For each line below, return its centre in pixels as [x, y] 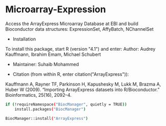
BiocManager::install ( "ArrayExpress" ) [47, 118]
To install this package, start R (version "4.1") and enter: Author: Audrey [80, 49]
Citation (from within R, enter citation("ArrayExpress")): [71, 74]
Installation [24, 39]
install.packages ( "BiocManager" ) [50, 109]
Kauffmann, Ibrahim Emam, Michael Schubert [53, 54]
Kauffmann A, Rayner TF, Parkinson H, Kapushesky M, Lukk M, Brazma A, [83, 84]
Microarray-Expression [56, 9]
